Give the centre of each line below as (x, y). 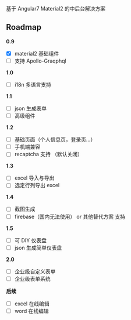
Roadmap (24, 27)
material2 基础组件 (37, 53)
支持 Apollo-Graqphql (40, 61)
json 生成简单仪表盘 (38, 247)
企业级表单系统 (32, 278)
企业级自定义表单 (35, 271)
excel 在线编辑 (32, 304)
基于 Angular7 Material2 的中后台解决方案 (56, 8)
